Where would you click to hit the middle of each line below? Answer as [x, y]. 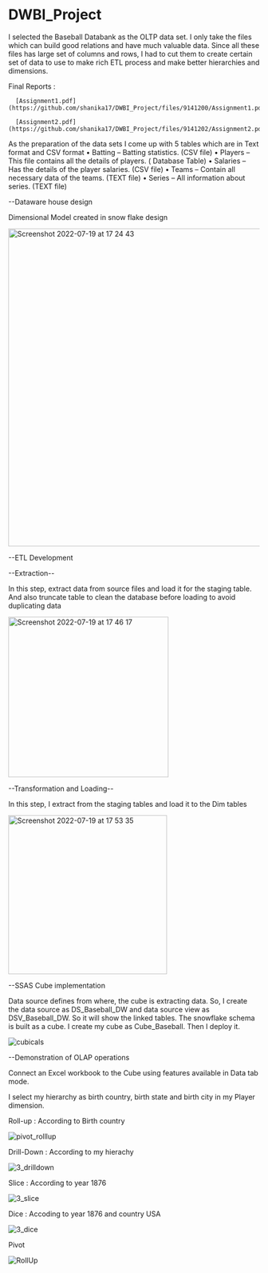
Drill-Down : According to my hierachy [71, 1151]
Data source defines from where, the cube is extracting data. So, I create [128, 1000]
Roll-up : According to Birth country [67, 1120]
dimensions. [28, 70]
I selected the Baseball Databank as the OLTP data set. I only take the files [130, 37]
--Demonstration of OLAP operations [69, 1057]
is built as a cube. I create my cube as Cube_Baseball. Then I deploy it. [124, 1026]
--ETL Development [41, 557]
